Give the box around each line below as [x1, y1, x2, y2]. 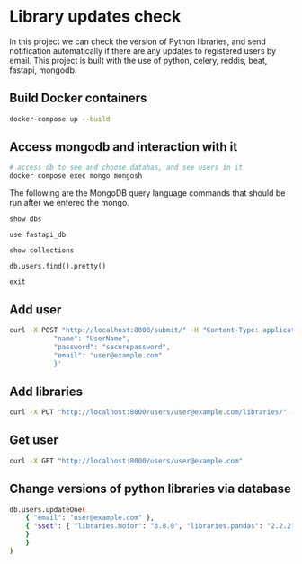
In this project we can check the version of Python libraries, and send [9, 36, 267, 47]
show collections [9, 246, 75, 255]
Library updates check [9, 6, 182, 27]
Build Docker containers [9, 91, 147, 106]
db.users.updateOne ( [9, 505, 87, 514]
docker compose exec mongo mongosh [9, 172, 143, 181]
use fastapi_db [9, 231, 67, 240]
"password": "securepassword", [53, 342, 171, 351]
